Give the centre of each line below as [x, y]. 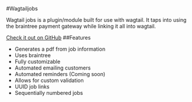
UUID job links [32, 87]
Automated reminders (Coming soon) [60, 74]
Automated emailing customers [53, 68]
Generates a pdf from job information [60, 49]
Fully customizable [38, 62]
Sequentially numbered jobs [49, 93]
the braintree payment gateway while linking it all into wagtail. [81, 26]
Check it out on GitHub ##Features [48, 37]
